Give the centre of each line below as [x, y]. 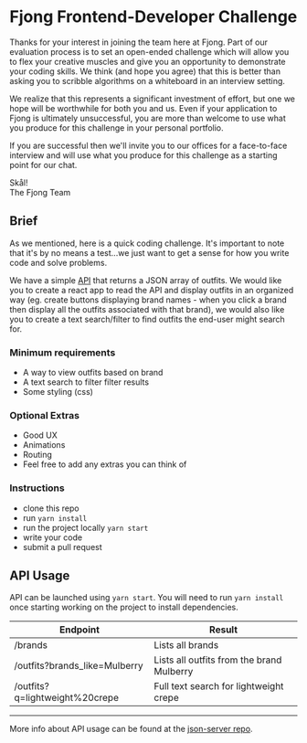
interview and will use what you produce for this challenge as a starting [143, 155]
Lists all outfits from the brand [218, 660]
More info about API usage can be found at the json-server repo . [131, 729]
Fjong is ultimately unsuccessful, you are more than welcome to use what [148, 118]
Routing [37, 455]
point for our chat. [43, 165]
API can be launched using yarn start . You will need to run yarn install [147, 598]
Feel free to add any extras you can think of [105, 464]
